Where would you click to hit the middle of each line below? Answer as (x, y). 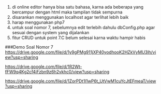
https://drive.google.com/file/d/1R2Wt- (44, 67)
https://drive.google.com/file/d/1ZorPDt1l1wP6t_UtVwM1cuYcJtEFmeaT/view (80, 81)
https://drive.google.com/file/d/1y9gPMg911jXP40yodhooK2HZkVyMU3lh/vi (80, 52)
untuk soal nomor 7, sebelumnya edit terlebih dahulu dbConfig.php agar (83, 27)
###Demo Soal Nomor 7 (29, 47)
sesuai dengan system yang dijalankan (51, 33)
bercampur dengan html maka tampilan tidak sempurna (67, 12)
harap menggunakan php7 (38, 22)
